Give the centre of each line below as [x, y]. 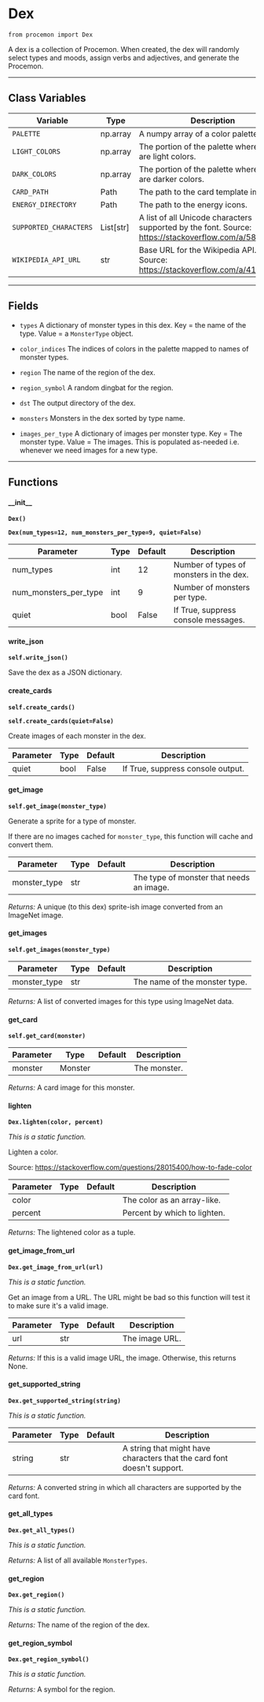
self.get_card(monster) [47, 1036]
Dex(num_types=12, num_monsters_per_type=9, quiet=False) [105, 533]
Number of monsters [212, 588]
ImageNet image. [36, 915]
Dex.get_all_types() [42, 1530]
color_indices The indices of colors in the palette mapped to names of [134, 348]
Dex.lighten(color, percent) [56, 1122]
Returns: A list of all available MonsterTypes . [78, 1560]
